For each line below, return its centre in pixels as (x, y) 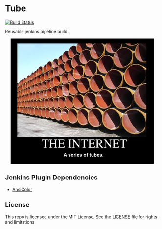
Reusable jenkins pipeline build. (37, 31)
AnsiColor (22, 189)
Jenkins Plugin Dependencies (51, 178)
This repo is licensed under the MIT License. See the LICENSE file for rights (81, 217)
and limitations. (20, 222)
